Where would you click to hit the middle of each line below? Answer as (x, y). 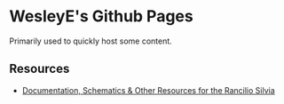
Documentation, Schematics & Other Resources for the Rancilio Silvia (148, 90)
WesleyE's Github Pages (101, 16)
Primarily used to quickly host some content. (91, 41)
